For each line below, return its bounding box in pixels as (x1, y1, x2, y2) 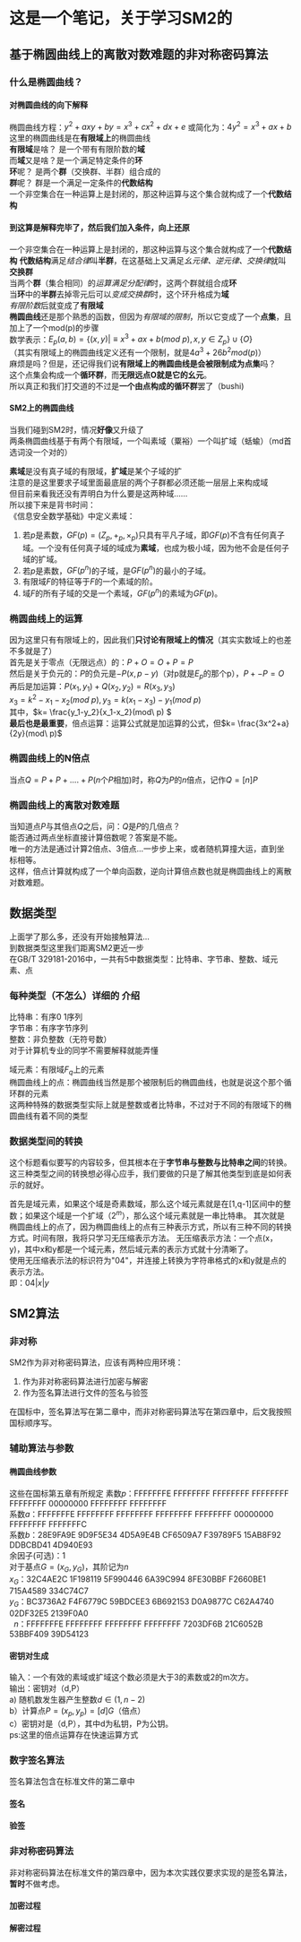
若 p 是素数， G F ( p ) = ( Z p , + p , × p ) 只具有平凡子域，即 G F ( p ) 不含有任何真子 (21, 530, 285, 542)
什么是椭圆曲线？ (9, 75, 83, 88)
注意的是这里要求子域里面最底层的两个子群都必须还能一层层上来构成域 (9, 477, 269, 488)
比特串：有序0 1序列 (9, 1012, 83, 1023)
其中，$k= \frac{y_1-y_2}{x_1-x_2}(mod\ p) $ (9, 707, 172, 718)
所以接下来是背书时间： (9, 499, 96, 510)
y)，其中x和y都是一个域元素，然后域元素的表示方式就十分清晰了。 (9, 1243, 254, 1255)
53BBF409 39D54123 (9, 1628, 90, 1639)
